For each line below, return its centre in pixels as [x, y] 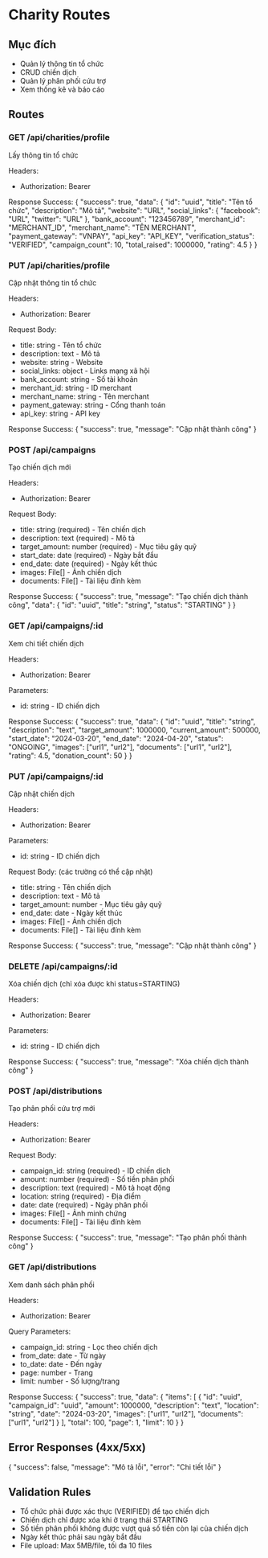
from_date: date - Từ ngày [63, 1355]
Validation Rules [50, 1492]
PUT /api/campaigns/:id [56, 776]
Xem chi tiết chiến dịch [46, 643]
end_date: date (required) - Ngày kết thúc [89, 564]
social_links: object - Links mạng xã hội [85, 371]
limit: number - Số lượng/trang [70, 1381]
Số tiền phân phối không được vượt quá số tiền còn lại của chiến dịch [134, 1528]
